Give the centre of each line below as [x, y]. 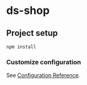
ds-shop [28, 11]
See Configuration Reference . [43, 75]
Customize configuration [44, 62]
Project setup [32, 33]
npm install [21, 47]
